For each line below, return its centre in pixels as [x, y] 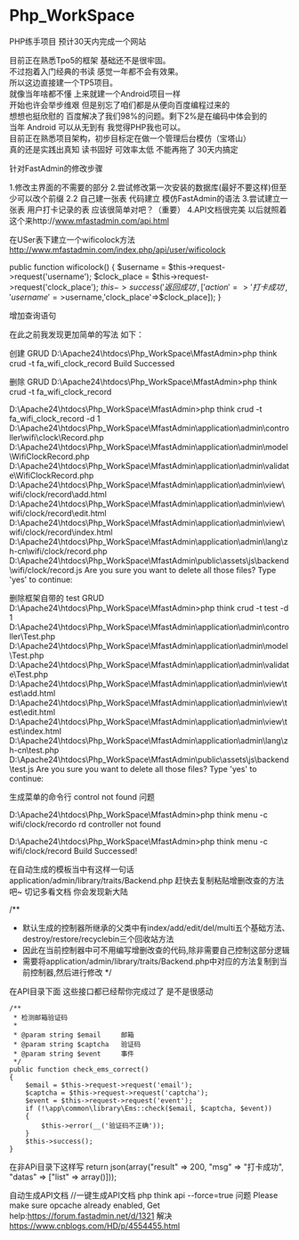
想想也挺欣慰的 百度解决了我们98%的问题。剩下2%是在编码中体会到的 [138, 116]
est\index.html [36, 731]
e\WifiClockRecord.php [52, 475]
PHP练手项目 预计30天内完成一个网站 [78, 41]
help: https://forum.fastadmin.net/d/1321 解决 [91, 1215]
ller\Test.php [32, 636]
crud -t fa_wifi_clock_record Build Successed [92, 363]
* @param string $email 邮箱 [74, 1035]
